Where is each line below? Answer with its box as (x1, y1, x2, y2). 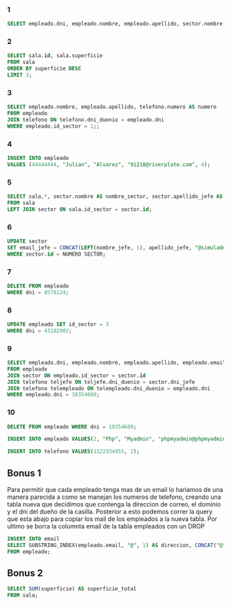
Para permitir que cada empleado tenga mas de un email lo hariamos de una (7, 486, 223, 494)
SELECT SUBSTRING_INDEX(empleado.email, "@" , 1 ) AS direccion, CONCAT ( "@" (7, 542, 226, 548)
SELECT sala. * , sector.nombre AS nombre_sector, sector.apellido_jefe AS (7, 193, 223, 201)
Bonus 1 (7, 467, 41, 479)
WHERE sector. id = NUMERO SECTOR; (7, 250, 107, 258)
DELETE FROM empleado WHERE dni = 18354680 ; (7, 423, 137, 430)
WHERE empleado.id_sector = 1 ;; (7, 123, 100, 130)
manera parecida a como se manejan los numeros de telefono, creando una (7, 493, 221, 501)
